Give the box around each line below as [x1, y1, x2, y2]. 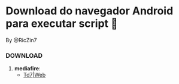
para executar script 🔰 [5, 17, 118, 30]
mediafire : [14, 65, 41, 72]
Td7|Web [23, 71, 46, 79]
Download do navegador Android [5, 4, 174, 18]
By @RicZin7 [5, 36, 37, 43]
